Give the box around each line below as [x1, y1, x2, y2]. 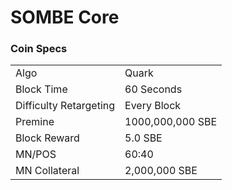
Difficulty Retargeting [15, 99, 116, 113]
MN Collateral [15, 164, 80, 178]
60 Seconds [124, 82, 183, 96]
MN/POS [15, 147, 57, 161]
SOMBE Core [10, 6, 120, 29]
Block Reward [15, 131, 80, 145]
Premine [15, 115, 55, 129]
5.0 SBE [124, 131, 163, 145]
